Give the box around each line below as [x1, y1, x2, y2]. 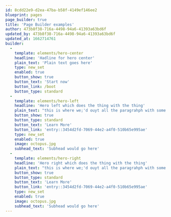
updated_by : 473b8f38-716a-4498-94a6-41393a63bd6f [5, 31, 116, 37]
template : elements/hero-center [14, 50, 83, 56]
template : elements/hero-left [14, 98, 79, 103]
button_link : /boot [14, 84, 56, 89]
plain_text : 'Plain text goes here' [14, 60, 93, 65]
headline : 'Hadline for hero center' [14, 55, 95, 61]
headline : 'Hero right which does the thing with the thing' [14, 160, 147, 166]
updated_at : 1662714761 [5, 37, 56, 42]
